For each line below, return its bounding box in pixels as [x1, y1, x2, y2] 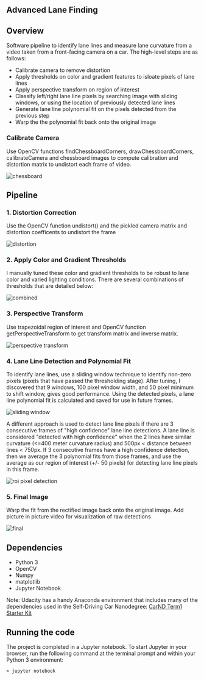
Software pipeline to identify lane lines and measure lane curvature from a [6, 42, 192, 49]
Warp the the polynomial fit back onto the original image [15, 118, 157, 126]
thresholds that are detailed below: [6, 282, 94, 290]
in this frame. [6, 466, 40, 473]
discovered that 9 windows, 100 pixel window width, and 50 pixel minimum [6, 384, 194, 391]
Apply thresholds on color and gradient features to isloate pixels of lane [15, 73, 195, 81]
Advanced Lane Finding [6, 5, 99, 15]
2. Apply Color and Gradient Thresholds [6, 256, 127, 264]
